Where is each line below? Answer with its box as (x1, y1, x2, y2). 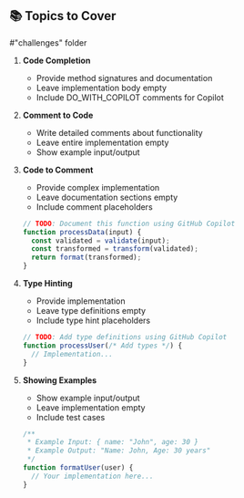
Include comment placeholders (36, 201, 153, 213)
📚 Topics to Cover (9, 8, 117, 24)
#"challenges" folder (9, 36, 87, 48)
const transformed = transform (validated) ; (31, 244, 198, 254)
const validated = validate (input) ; (31, 236, 170, 245)
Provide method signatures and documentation (36, 72, 213, 83)
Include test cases (36, 411, 106, 422)
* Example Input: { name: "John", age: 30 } (26, 438, 198, 447)
